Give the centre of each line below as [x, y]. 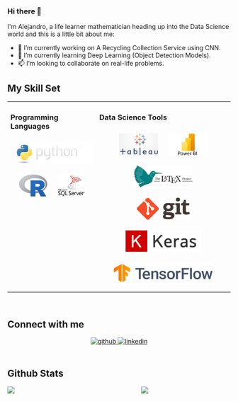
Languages [30, 126]
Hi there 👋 [25, 11]
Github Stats [35, 373]
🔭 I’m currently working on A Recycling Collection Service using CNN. [119, 48]
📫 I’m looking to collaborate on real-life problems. [91, 64]
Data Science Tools [133, 117]
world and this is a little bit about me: [61, 34]
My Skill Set [34, 88]
